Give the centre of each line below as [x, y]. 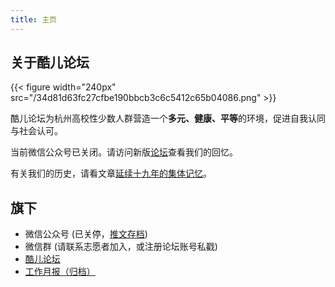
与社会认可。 [36, 131]
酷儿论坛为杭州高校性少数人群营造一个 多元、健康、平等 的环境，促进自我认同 [168, 118]
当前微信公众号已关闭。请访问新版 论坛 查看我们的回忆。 [124, 152]
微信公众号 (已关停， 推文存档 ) [86, 234]
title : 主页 [33, 19]
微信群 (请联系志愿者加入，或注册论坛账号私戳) [121, 247]
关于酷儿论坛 [50, 62]
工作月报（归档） [60, 272]
